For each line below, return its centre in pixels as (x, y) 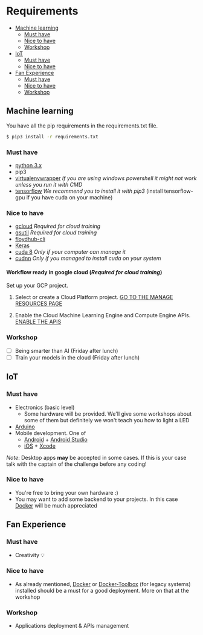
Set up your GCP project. (37, 286)
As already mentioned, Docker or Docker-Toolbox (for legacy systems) (103, 584)
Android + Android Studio (56, 439)
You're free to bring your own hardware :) (67, 492)
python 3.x (28, 165)
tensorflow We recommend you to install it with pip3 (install (89, 191)
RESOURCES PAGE (38, 304)
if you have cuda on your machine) (69, 197)
